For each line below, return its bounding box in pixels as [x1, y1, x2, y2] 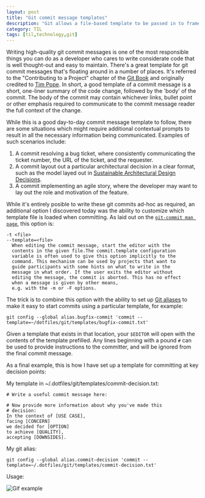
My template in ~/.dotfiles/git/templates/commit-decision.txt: [6, 380, 160, 388]
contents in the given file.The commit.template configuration [12, 248, 176, 254]
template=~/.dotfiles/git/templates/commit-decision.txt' [6, 462, 157, 469]
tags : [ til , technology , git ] [6, 32, 78, 38]
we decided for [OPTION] [6, 424, 70, 430]
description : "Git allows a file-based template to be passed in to [6, 20, 184, 26]
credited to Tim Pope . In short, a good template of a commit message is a [6, 81, 191, 88]
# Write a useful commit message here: [6, 392, 108, 398]
